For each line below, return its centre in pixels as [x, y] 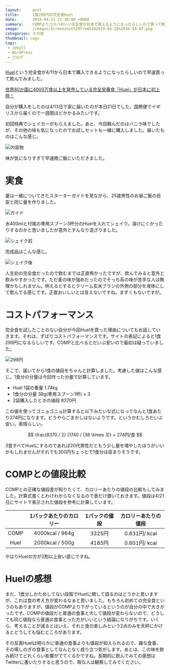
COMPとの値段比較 [46, 474]
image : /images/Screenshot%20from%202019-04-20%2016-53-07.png [79, 29]
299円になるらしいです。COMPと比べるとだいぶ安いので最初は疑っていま [82, 343]
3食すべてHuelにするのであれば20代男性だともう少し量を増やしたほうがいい [85, 446]
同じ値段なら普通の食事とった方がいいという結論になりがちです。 [82, 620]
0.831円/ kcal [141, 534]
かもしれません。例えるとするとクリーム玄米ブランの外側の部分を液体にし [87, 286]
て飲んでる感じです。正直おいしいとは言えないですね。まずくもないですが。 [84, 293]
